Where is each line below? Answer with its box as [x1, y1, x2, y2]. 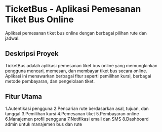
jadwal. [5, 35, 20, 41]
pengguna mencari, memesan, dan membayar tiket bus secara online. [5, 68, 147, 74]
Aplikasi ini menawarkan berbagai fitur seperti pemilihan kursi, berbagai [5, 73, 152, 79]
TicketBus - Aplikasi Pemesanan [5, 3, 141, 15]
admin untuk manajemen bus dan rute [5, 121, 82, 127]
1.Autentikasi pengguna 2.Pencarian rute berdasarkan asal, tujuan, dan [5, 106, 149, 111]
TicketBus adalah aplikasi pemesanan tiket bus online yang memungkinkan [5, 62, 158, 68]
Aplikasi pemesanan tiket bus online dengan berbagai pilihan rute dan [5, 30, 147, 36]
